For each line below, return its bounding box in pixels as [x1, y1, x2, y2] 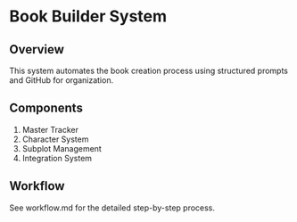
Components [9, 101, 83, 116]
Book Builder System [9, 6, 168, 27]
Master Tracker [21, 124, 78, 135]
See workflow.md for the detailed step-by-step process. [9, 202, 216, 213]
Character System [21, 134, 89, 144]
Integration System [21, 152, 92, 163]
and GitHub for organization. [9, 75, 114, 86]
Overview [9, 42, 65, 57]
